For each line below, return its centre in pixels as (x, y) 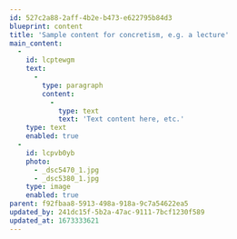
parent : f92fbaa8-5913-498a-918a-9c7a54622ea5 (99, 204)
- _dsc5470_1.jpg (66, 170)
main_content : (36, 43)
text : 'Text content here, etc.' (121, 119)
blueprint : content (46, 26)
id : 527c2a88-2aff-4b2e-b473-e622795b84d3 (91, 18)
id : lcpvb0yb (50, 153)
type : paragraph (73, 85)
